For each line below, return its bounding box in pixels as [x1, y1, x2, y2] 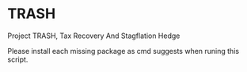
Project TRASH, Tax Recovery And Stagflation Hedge [7, 31, 180, 40]
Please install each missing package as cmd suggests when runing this [7, 46, 239, 55]
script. [7, 55, 28, 64]
